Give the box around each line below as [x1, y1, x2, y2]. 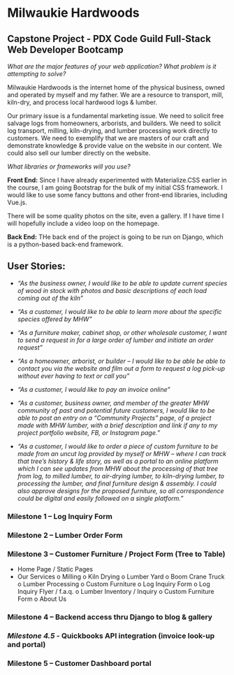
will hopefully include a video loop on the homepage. [7, 219, 159, 227]
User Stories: [7, 260, 66, 272]
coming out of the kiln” [17, 294, 84, 302]
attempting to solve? [7, 70, 66, 78]
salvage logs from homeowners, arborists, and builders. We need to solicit [7, 119, 221, 127]
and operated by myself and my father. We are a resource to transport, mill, [7, 91, 224, 99]
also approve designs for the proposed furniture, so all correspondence [17, 486, 225, 495]
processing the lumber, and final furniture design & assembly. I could [17, 479, 217, 488]
